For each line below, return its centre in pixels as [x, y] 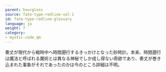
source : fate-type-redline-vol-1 [40, 14]
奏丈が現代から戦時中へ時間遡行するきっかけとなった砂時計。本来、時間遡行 [83, 52]
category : [15, 33]
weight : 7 [15, 28]
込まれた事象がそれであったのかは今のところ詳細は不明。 [64, 65]
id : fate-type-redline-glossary [38, 19]
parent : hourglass [24, 10]
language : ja [19, 24]
